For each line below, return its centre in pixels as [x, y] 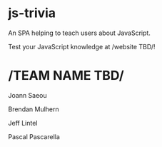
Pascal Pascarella [34, 136]
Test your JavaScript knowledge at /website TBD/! [82, 46]
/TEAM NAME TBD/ [66, 76]
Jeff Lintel [23, 123]
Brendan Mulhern [34, 109]
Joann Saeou [27, 95]
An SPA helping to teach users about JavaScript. [79, 33]
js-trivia [32, 13]
